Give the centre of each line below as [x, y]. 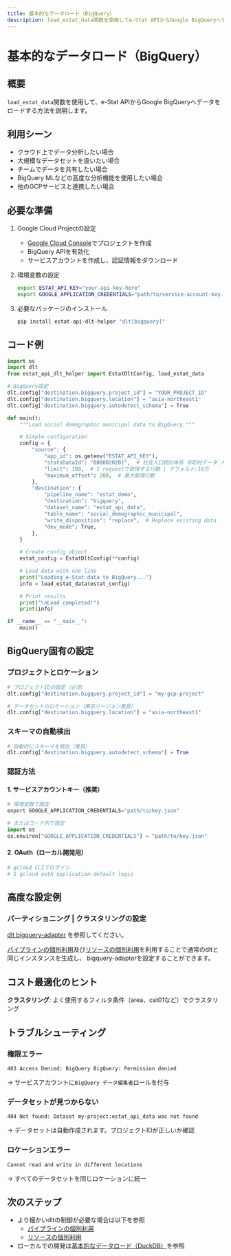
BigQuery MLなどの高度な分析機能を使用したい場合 [90, 178]
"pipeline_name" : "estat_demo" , [90, 495]
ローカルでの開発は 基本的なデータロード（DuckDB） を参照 [101, 1246]
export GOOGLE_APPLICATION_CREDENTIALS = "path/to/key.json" [93, 811]
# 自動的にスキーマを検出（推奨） [49, 746]
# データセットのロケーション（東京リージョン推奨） [71, 706]
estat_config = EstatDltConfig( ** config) [79, 559]
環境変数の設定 [38, 275]
